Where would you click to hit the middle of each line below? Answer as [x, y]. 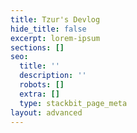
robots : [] [42, 85]
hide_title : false [48, 29]
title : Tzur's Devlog [55, 19]
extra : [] [39, 94]
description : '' [53, 76]
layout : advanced [46, 112]
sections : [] [37, 47]
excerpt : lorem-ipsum [55, 38]
